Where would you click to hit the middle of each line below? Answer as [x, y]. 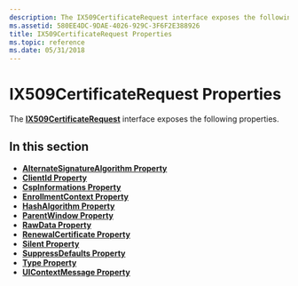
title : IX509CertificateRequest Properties [91, 34]
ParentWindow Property [67, 215]
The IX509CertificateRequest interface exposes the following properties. [144, 119]
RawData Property [56, 225]
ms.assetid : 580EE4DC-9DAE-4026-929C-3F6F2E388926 [105, 26]
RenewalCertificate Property [76, 234]
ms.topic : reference [47, 42]
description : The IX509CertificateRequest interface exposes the [132, 17]
